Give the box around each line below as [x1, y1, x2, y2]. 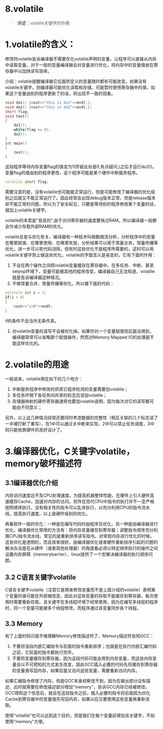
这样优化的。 [16, 340, 42, 346]
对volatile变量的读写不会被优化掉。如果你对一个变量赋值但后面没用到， [12, 328, 154, 334]
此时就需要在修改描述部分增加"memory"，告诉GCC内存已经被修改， [13, 684, 150, 690]
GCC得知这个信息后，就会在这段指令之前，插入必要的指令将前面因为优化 [5, 690, 150, 696]
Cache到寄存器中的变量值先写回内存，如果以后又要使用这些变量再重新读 [5, 696, 150, 702]
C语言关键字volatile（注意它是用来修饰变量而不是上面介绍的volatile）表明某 [5, 587, 156, 593]
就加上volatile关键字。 [5, 207, 49, 213]
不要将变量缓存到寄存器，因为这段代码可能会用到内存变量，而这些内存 [12, 656, 153, 661]
